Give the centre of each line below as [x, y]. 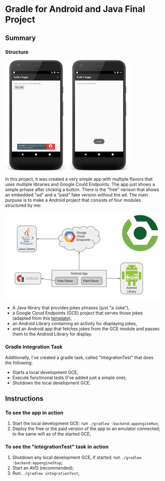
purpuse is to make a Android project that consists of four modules [73, 200]
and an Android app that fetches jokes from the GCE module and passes [86, 329]
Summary [21, 38]
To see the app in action [34, 413]
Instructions [24, 399]
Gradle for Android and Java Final [75, 9]
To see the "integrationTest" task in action [57, 446]
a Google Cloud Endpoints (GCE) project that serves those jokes [78, 313]
